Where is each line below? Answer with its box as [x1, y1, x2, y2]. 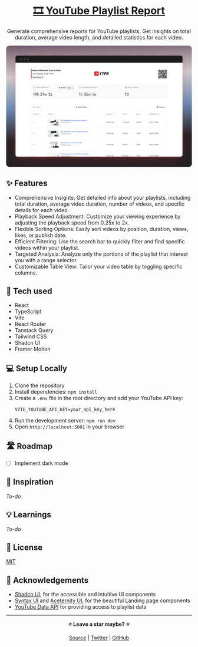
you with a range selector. [14, 256, 78, 263]
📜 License [6, 543, 43, 553]
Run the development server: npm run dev [14, 417, 116, 424]
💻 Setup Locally [6, 363, 68, 374]
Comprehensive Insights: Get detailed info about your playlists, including [14, 194, 191, 201]
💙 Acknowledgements [6, 575, 89, 585]
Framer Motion [14, 345, 51, 353]
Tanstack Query [14, 327, 54, 334]
